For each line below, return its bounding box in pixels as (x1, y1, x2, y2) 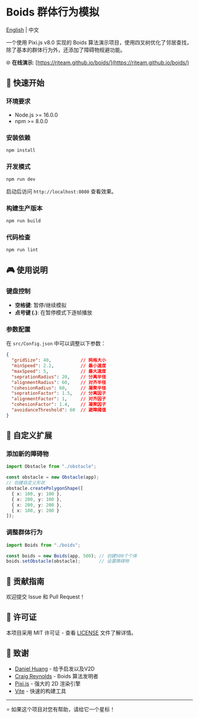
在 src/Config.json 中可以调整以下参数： (6, 340, 107, 347)
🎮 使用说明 (6, 265, 48, 275)
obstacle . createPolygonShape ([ (6, 486, 84, 492)
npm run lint (6, 247, 38, 253)
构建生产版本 (6, 204, 43, 212)
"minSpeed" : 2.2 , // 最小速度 (11, 363, 107, 369)
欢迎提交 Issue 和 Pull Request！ (6, 593, 85, 600)
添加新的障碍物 (6, 450, 49, 458)
